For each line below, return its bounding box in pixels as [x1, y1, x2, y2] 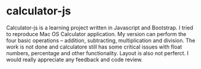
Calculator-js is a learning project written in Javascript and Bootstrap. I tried [6, 24, 194, 31]
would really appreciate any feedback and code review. [6, 56, 143, 63]
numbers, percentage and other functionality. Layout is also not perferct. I [6, 49, 189, 56]
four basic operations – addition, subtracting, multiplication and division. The [6, 37, 196, 44]
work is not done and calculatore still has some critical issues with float [6, 43, 182, 50]
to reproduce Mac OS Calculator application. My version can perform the [6, 30, 187, 37]
